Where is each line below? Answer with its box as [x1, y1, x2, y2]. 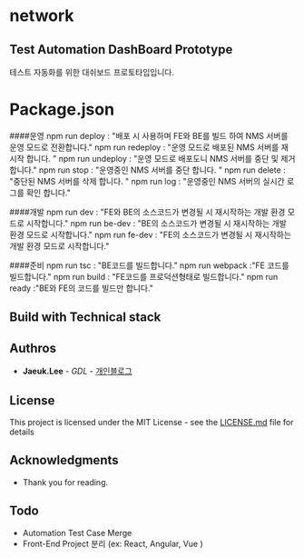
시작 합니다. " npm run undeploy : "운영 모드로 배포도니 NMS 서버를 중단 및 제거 [9, 153, 296, 164]
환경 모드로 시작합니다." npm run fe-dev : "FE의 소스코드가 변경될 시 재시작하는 [9, 229, 292, 240]
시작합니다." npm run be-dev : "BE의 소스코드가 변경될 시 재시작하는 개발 [25, 217, 288, 228]
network [9, 5, 74, 26]
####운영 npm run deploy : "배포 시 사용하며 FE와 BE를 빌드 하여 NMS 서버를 [9, 130, 289, 141]
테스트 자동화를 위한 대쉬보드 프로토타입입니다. [9, 67, 175, 77]
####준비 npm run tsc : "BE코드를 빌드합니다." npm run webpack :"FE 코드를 [9, 260, 289, 271]
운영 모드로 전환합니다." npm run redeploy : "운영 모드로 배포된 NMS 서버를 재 [9, 142, 289, 153]
